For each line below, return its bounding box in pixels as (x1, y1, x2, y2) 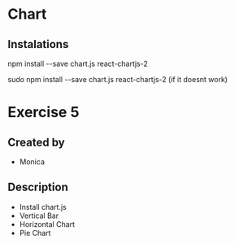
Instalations (7, 37, 69, 51)
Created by (7, 135, 66, 149)
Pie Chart (19, 228, 51, 237)
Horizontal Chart (19, 219, 75, 229)
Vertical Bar (19, 211, 59, 220)
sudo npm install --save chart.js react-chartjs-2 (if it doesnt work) (7, 75, 228, 84)
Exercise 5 (7, 103, 80, 122)
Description (7, 181, 68, 194)
